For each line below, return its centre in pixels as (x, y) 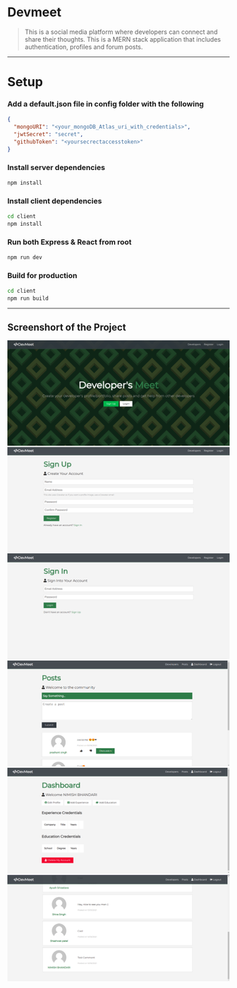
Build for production (42, 276)
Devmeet (35, 12)
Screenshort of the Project (67, 327)
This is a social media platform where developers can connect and (121, 32)
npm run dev (25, 258)
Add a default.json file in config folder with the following (106, 104)
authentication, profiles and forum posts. (84, 47)
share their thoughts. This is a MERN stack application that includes (122, 39)
